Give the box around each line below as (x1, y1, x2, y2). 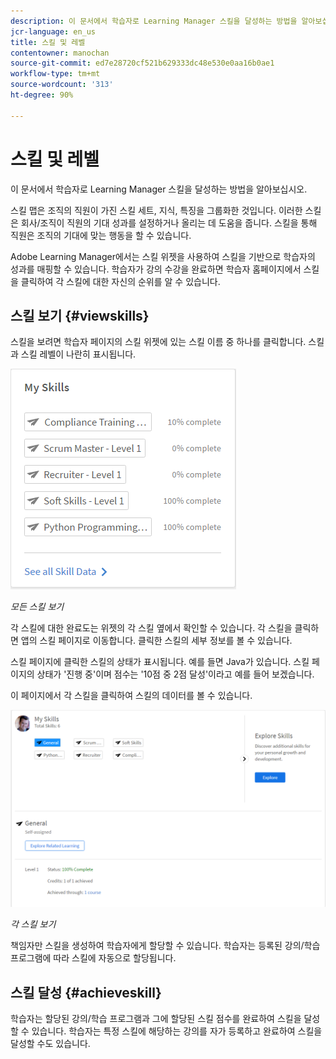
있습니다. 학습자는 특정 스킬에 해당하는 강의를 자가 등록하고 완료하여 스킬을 (31, 1025, 323, 1037)
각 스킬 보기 (10, 918, 57, 930)
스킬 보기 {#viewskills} (10, 307, 150, 324)
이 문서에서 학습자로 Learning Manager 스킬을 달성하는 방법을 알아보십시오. (10, 183, 308, 195)
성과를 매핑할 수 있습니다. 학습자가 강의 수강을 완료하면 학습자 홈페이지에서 (10, 263, 302, 275)
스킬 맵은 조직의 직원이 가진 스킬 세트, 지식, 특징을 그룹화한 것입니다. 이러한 (10, 204, 303, 216)
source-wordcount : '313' (10, 80, 114, 90)
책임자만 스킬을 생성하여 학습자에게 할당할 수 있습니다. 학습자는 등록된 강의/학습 (10, 940, 321, 952)
